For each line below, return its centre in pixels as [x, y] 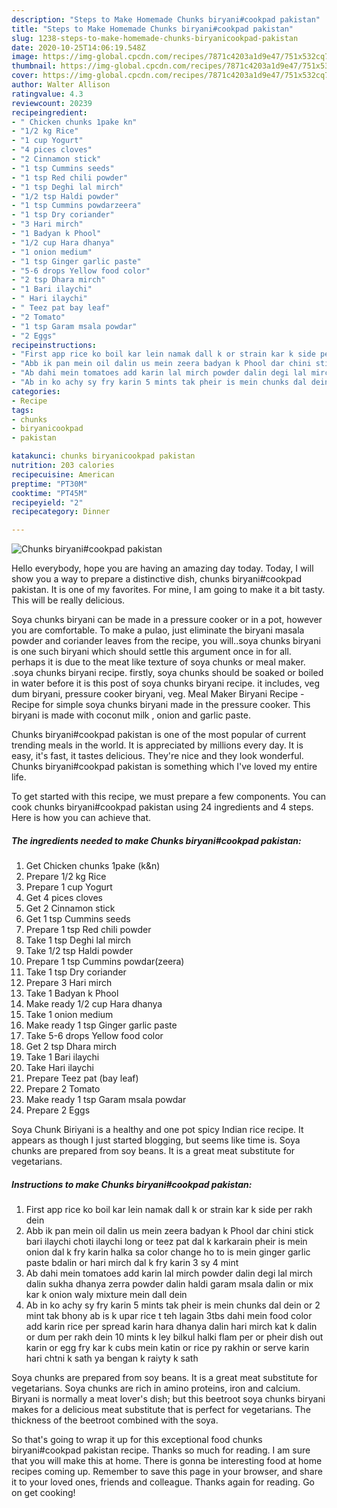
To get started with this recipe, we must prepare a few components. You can [169, 797]
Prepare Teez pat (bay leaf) [82, 1078]
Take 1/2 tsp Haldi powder [79, 951]
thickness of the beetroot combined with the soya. [115, 1420]
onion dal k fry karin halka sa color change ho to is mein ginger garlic [168, 1252]
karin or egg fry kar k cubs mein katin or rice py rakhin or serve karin [167, 1348]
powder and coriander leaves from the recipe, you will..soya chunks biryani [166, 641]
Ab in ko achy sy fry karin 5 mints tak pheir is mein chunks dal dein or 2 [173, 1305]
